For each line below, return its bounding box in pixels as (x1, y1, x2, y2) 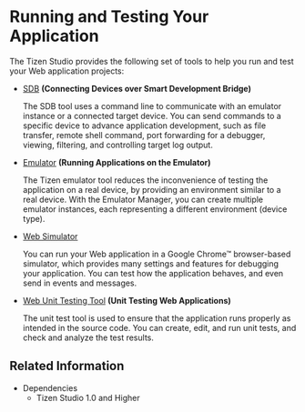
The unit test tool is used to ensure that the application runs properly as (22, 312, 291, 324)
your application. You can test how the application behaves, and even (22, 267, 284, 278)
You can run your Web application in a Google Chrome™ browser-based (22, 248, 291, 259)
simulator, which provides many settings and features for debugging (22, 257, 280, 269)
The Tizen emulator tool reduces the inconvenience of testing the (22, 175, 269, 186)
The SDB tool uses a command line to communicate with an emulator (22, 100, 282, 111)
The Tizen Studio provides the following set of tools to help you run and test (9, 55, 294, 66)
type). (22, 213, 46, 224)
